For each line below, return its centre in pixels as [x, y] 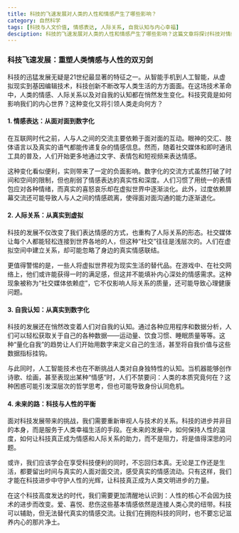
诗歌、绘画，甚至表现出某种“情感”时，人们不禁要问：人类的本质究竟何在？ [116, 377]
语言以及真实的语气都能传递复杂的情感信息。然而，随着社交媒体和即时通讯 [122, 147]
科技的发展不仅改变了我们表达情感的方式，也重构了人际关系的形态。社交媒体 [119, 232]
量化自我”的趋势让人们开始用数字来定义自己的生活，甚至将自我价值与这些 [124, 345]
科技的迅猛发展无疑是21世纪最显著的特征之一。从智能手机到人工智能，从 [113, 77]
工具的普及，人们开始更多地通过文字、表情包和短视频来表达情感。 [104, 156]
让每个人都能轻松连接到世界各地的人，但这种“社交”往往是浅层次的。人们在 [116, 241]
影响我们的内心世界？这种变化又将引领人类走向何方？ [85, 103]
